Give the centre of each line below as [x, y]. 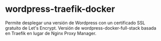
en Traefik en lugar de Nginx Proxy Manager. [51, 33]
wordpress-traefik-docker [60, 9]
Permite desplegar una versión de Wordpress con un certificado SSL [75, 23]
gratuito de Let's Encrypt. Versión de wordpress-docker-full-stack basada [81, 28]
